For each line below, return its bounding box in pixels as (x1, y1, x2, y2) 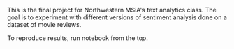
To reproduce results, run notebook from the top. (7, 34, 148, 42)
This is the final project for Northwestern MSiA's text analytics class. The (7, 6, 217, 14)
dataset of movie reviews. (7, 21, 82, 28)
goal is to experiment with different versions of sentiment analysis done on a (7, 13, 227, 21)
